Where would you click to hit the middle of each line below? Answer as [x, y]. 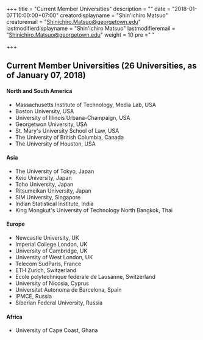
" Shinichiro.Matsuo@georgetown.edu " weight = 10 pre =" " [81, 35]
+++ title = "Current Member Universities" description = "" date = [88, 9]
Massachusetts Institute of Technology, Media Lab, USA [86, 105]
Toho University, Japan [44, 184]
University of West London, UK [54, 257]
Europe [16, 224]
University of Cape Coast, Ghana [56, 330]
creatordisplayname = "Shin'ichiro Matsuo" [114, 15]
